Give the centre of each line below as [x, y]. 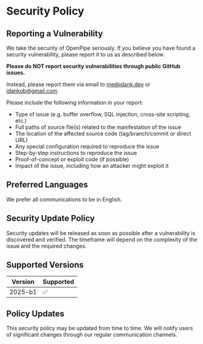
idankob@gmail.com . [33, 91]
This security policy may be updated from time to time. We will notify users [100, 328]
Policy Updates [35, 313]
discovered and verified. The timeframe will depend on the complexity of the [102, 239]
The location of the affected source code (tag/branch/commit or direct [103, 134]
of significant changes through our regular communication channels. [92, 335]
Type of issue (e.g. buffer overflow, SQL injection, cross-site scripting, [103, 114]
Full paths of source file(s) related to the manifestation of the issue [98, 127]
